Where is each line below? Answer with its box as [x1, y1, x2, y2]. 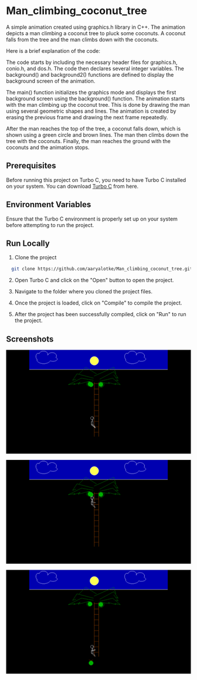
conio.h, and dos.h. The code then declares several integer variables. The [6, 65, 185, 72]
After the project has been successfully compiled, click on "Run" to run [14, 311, 186, 318]
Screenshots [6, 334, 54, 344]
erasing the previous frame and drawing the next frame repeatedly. [6, 113, 168, 121]
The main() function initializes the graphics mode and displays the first [6, 89, 176, 96]
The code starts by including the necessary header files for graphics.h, [6, 59, 178, 66]
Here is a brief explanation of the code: [6, 47, 101, 54]
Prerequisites [6, 161, 56, 171]
